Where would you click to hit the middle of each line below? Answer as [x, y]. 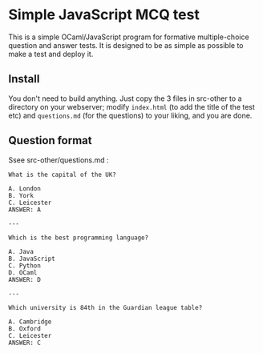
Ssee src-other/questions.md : [59, 160]
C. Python [25, 266]
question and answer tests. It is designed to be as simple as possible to [126, 45]
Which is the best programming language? [79, 238]
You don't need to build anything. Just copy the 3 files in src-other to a [125, 98]
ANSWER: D [25, 279]
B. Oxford [25, 329]
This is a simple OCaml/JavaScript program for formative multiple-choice [129, 37]
